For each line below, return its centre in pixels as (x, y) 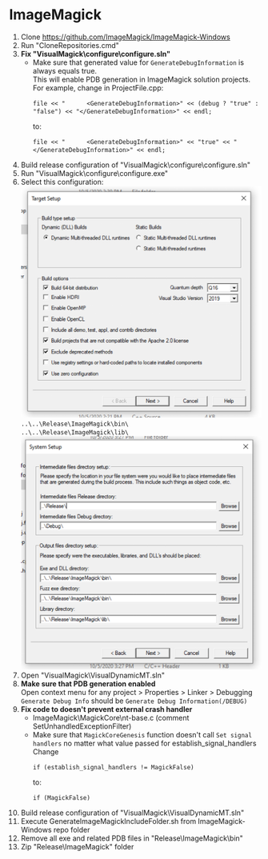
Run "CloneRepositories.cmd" (70, 45)
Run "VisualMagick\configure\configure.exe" (94, 173)
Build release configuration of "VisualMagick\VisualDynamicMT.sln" (132, 813)
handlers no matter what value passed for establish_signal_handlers (144, 743)
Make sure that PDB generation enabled (88, 683)
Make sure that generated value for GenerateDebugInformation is (138, 62)
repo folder (72, 829)
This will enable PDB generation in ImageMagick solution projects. (142, 79)
